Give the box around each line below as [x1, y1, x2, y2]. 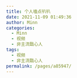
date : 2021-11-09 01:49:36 [6, 14, 72, 20]
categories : [6, 25, 35, 31]
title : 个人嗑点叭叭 [6, 8, 51, 15]
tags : [6, 47, 19, 53]
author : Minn [6, 19, 38, 25]
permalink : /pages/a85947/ [6, 63, 72, 69]
